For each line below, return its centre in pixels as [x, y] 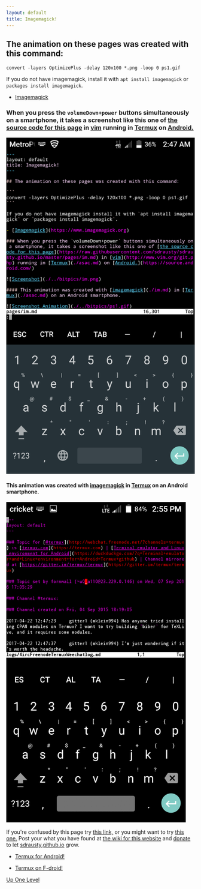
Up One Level [23, 879]
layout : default [26, 13]
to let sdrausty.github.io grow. [43, 845]
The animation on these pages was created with [98, 44]
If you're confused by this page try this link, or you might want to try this [95, 832]
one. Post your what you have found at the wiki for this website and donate [98, 838]
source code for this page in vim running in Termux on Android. [100, 128]
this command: [35, 53]
